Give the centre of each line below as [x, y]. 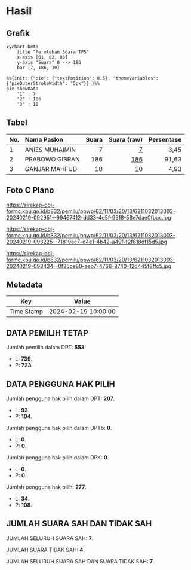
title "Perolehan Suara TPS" [53, 52]
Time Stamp [26, 312]
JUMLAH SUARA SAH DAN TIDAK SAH [79, 524]
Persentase [165, 139]
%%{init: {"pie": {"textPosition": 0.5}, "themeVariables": [83, 78]
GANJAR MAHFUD [51, 169]
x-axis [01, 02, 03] [42, 57]
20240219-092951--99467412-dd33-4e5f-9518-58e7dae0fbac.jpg [89, 217]
